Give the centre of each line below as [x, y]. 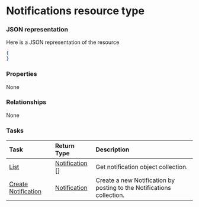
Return [65, 146]
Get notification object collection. [142, 167]
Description [113, 149]
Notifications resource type [76, 11]
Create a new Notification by [135, 180]
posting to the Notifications [134, 188]
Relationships [26, 102]
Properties [22, 74]
